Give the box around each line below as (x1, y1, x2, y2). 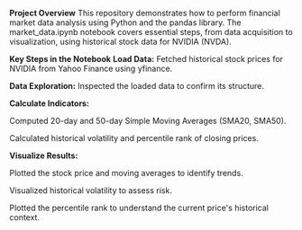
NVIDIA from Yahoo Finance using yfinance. (9, 63, 173, 74)
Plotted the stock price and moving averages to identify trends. (9, 168, 243, 178)
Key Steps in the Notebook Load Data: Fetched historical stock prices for (9, 54, 284, 64)
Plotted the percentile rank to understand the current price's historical (9, 202, 269, 213)
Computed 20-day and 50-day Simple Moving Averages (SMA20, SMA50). (9, 116, 287, 126)
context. (9, 212, 41, 223)
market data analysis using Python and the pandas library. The (9, 17, 242, 28)
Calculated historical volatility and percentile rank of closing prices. (9, 133, 259, 143)
